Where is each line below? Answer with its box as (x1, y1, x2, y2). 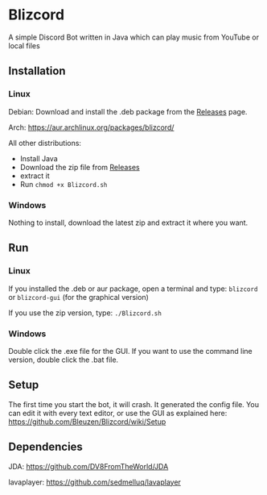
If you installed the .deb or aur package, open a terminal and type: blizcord (8, 284, 258, 293)
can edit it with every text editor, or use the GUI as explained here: (8, 408, 228, 418)
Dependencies (8, 440, 83, 454)
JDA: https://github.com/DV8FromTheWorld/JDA (8, 461, 169, 471)
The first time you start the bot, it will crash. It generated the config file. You (8, 399, 260, 409)
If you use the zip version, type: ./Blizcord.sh (8, 308, 162, 318)
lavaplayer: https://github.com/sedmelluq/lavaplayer (8, 477, 181, 487)
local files (8, 40, 40, 50)
